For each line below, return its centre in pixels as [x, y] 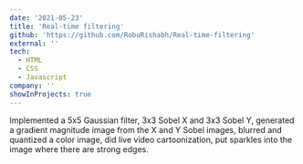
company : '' [32, 86]
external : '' [34, 43]
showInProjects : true [51, 94]
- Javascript [42, 77]
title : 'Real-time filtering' [67, 26]
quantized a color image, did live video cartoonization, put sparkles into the [151, 139]
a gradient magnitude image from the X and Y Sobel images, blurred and [146, 129]
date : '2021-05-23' [47, 18]
